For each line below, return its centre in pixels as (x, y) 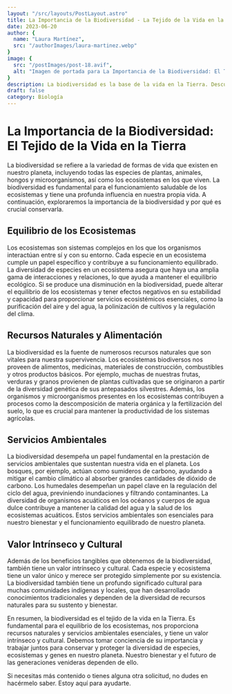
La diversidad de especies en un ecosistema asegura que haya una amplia (113, 270)
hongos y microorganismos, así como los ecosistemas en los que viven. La (114, 180)
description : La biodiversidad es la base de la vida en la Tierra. (108, 84)
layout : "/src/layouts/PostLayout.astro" (68, 13)
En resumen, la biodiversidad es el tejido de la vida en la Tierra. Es (101, 619)
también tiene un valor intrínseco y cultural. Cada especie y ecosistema (109, 568)
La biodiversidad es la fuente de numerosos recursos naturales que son (109, 352)
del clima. (21, 313)
